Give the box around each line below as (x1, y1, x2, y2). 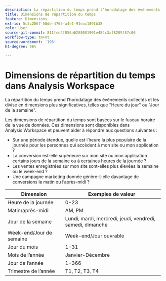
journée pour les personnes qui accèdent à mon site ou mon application (12, 142, 159, 148)
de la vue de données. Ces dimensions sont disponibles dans (5, 122, 130, 128)
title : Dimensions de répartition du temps (5, 12, 96, 17)
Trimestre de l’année (7, 268, 55, 275)
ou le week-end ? (12, 168, 48, 174)
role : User (5, 26, 28, 31)
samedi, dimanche (65, 221, 108, 228)
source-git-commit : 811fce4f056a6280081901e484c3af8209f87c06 (5, 30, 136, 35)
